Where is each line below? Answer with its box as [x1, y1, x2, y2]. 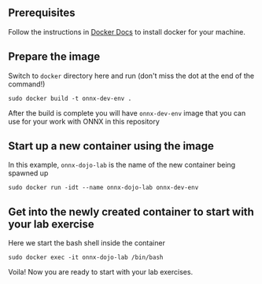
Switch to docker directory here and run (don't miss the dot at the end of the [8, 71, 254, 80]
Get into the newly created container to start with [8, 205, 254, 219]
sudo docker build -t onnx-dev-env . [8, 94, 132, 102]
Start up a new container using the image [8, 139, 214, 153]
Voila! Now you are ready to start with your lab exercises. [8, 267, 194, 277]
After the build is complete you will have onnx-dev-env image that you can [8, 108, 246, 117]
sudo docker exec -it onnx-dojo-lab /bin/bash [8, 253, 164, 262]
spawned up [8, 168, 49, 178]
